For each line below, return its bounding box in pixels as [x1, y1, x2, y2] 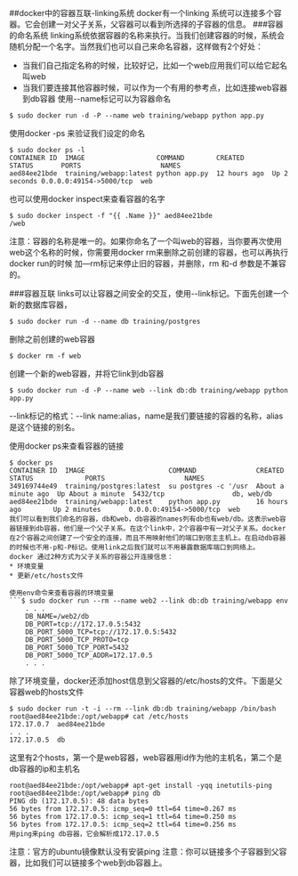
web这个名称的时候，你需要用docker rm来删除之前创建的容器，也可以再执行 [9, 247, 289, 257]
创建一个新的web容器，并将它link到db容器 [9, 369, 165, 378]
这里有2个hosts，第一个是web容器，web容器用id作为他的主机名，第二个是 [9, 752, 283, 763]
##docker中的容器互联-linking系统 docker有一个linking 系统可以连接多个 [9, 8, 274, 18]
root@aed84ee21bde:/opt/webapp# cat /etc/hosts [9, 712, 189, 721]
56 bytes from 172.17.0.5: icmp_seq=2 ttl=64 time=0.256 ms [9, 820, 238, 829]
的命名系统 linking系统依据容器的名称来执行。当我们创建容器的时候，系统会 [9, 30, 285, 40]
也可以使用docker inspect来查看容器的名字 [9, 194, 166, 204]
